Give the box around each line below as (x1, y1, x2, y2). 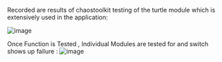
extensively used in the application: (7, 13, 108, 21)
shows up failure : (7, 48, 58, 55)
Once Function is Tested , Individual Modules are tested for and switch (7, 40, 209, 48)
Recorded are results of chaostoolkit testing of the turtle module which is (7, 6, 216, 14)
